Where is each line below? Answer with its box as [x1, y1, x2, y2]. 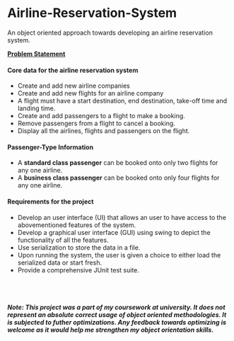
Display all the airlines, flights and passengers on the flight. [17, 127, 190, 135]
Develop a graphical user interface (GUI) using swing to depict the [17, 228, 211, 236]
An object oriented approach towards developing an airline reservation [7, 28, 213, 37]
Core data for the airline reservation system [7, 66, 139, 74]
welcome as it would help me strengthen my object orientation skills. [7, 325, 214, 334]
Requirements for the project [7, 197, 94, 206]
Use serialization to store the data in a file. [17, 243, 141, 252]
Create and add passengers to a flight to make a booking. [17, 112, 185, 120]
